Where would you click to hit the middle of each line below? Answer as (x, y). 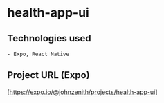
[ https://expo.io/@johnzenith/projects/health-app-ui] (82, 92)
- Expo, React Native (38, 54)
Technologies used (49, 38)
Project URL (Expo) (48, 75)
